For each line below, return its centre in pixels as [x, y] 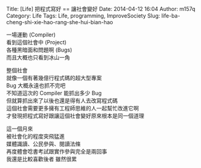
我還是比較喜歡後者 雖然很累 [41, 159]
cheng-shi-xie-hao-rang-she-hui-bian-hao [60, 22]
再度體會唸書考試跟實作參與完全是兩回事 [57, 151]
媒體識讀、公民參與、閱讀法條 [43, 144]
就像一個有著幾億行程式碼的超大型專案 [54, 78]
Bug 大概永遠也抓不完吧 [36, 86]
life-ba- [171, 16]
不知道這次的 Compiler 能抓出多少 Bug [54, 93]
